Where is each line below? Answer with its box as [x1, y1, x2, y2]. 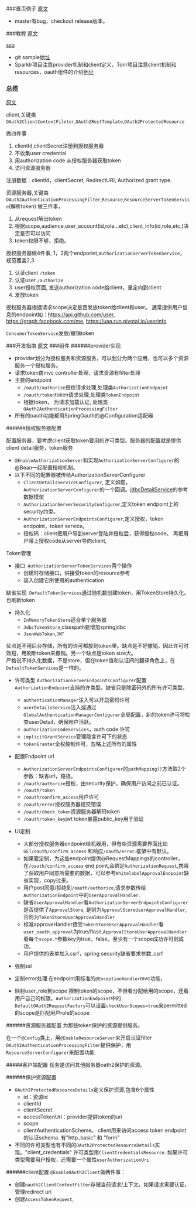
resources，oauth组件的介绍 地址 [14, 69, 94, 75]
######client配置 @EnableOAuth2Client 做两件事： [6, 1169, 126, 1176]
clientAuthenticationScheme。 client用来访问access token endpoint [23, 1127, 187, 1134]
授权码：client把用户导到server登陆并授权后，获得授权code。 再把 [23, 530, 184, 537]
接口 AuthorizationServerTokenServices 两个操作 [14, 562, 133, 569]
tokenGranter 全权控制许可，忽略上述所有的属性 [23, 740, 137, 748]
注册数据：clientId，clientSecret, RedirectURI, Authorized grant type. [6, 177, 172, 184]
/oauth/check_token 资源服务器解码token [23, 808, 121, 815]
